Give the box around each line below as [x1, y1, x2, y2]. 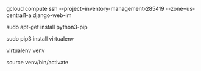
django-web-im [32, 12, 72, 19]
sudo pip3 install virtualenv [6, 35, 74, 42]
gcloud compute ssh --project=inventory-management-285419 [6, 5, 164, 12]
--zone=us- [165, 5, 196, 12]
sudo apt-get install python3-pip [6, 24, 88, 30]
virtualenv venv [6, 47, 45, 54]
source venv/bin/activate [6, 59, 69, 66]
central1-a [6, 12, 32, 19]
